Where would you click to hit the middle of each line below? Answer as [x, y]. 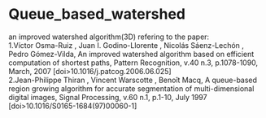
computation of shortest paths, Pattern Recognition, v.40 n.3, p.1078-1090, [133, 63]
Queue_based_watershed [97, 14]
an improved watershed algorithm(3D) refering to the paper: [109, 37]
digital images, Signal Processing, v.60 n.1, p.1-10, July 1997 [108, 97]
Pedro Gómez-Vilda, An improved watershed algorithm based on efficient [131, 54]
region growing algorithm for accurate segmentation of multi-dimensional [131, 88]
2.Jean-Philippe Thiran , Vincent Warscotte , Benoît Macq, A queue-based [133, 80]
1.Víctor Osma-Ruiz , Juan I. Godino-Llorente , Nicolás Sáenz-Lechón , [126, 45]
